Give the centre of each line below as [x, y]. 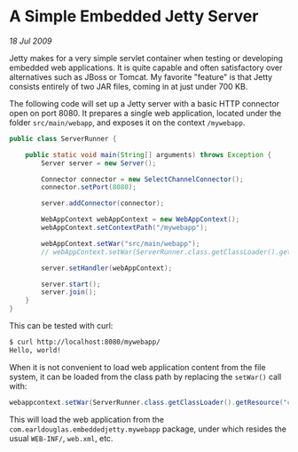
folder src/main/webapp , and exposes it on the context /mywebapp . [127, 123]
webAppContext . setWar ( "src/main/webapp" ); [121, 243]
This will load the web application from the [86, 419]
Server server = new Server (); [99, 163]
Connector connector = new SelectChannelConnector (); [142, 179]
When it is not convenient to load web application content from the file [137, 367]
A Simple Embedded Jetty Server [134, 16]
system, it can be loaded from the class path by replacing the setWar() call [145, 377]
